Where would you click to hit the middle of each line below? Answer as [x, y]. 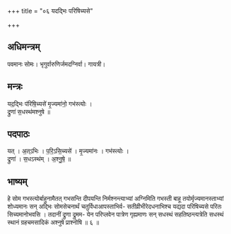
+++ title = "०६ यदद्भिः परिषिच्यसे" [50, 11]
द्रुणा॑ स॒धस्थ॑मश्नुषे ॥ [29, 111]
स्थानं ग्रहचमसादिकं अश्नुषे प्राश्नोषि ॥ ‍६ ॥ [53, 223]
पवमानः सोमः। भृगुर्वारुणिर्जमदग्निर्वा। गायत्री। [57, 64]
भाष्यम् [17, 181]
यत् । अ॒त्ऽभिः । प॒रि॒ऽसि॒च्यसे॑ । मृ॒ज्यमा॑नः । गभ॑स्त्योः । [68, 151]
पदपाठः [19, 134]
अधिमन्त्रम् [24, 47]
